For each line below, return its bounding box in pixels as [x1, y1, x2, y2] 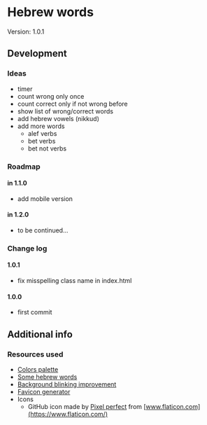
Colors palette [17, 365, 59, 373]
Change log [7, 243, 48, 253]
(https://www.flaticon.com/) [27, 410, 108, 418]
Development [7, 48, 68, 60]
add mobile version [17, 194, 73, 203]
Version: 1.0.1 [7, 27, 45, 36]
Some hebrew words [17, 372, 78, 381]
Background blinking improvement [17, 379, 117, 389]
